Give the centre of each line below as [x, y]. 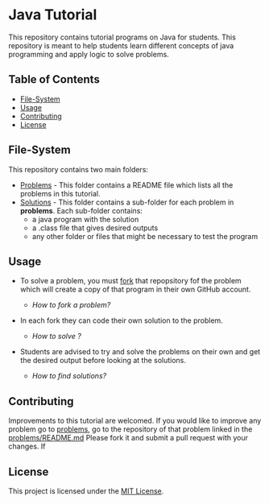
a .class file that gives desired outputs [95, 228]
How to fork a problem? [71, 305]
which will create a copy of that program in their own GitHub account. [135, 289]
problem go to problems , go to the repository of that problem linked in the [130, 429]
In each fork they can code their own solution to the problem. [121, 320]
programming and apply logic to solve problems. [89, 54]
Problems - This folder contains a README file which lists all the [126, 185]
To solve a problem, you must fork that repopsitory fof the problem [130, 281]
